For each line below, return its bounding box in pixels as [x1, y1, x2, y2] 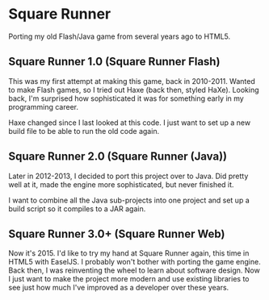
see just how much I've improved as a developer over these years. [8, 283, 229, 293]
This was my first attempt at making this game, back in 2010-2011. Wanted [8, 76, 256, 85]
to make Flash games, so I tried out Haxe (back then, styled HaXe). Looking [8, 85, 260, 94]
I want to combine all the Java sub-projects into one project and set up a [8, 195, 250, 205]
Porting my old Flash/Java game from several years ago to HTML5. [8, 31, 231, 41]
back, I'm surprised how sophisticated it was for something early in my [8, 94, 244, 103]
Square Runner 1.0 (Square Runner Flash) [8, 55, 221, 69]
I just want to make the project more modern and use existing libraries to [8, 274, 250, 284]
